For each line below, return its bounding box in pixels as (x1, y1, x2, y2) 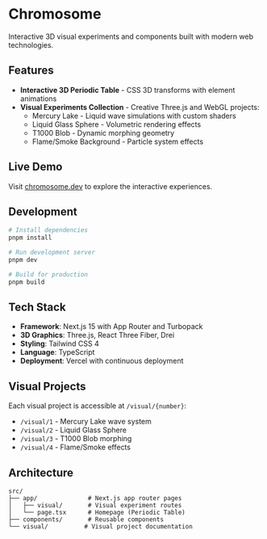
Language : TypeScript (19, 347, 95, 357)
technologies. (8, 40, 54, 49)
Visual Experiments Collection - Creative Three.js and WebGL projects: (19, 102, 260, 112)
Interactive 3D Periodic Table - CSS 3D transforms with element (19, 85, 236, 95)
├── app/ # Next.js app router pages (8, 495, 182, 503)
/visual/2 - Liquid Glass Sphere (19, 425, 127, 435)
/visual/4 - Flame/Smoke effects (19, 442, 131, 453)
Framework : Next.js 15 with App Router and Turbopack (19, 322, 203, 331)
